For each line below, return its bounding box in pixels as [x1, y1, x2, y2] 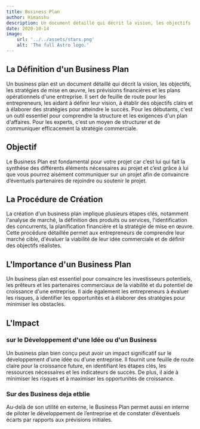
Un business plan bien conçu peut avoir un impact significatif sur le [6, 349, 172, 357]
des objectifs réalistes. [6, 242, 62, 249]
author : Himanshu [6, 14, 50, 20]
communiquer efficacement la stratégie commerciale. [6, 124, 138, 132]
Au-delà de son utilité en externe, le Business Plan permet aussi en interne [6, 403, 189, 410]
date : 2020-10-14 [6, 25, 50, 32]
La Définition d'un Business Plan [6, 64, 130, 75]
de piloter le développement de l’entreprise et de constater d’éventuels [6, 410, 180, 417]
